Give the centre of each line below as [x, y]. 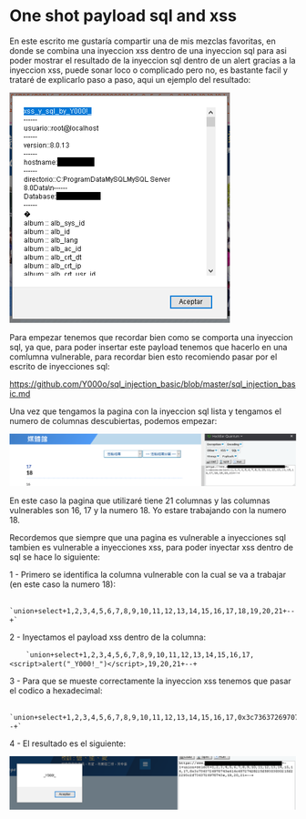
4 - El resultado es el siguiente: [68, 743]
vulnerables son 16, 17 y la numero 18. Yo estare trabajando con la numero [148, 510]
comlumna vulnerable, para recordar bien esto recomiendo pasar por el [143, 357]
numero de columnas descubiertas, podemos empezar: [113, 420]
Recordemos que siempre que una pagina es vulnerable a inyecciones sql [148, 537]
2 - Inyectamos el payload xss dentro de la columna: [108, 637]
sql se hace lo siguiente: [55, 557]
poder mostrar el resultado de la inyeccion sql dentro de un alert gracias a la [153, 60]
